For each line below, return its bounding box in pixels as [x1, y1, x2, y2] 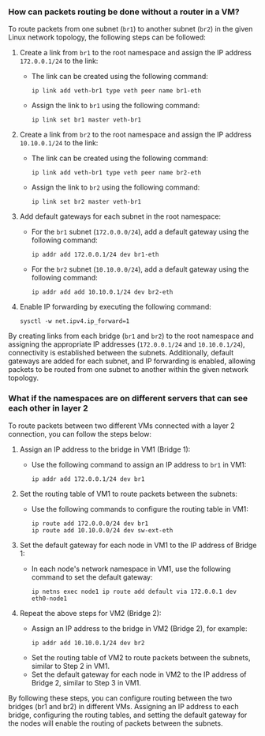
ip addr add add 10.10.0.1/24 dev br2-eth [31, 288, 174, 296]
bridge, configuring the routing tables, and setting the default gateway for [8, 710, 248, 719]
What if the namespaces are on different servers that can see [8, 393, 248, 404]
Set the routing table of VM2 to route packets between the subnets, [31, 652, 251, 662]
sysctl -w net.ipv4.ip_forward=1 [19, 317, 130, 325]
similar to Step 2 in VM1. [31, 661, 110, 670]
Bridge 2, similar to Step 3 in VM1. [31, 678, 142, 687]
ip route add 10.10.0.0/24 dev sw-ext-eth [31, 526, 174, 535]
